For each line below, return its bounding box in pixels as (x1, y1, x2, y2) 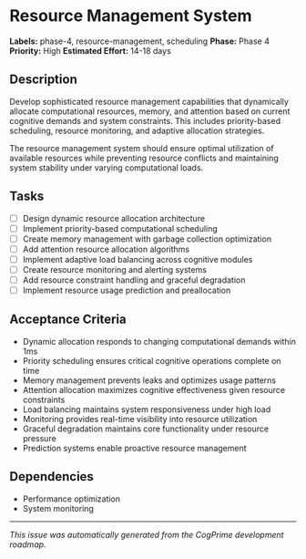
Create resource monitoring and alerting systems (22, 264, 208, 274)
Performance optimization (22, 493, 121, 504)
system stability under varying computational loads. (9, 161, 204, 173)
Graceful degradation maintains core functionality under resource (22, 423, 270, 434)
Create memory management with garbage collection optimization (22, 233, 271, 244)
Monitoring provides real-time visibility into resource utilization (22, 413, 258, 424)
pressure (22, 432, 56, 443)
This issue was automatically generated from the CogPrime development (9, 529, 284, 540)
